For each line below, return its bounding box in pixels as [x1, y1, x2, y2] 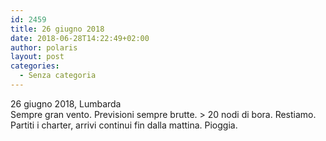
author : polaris [10, 42, 78, 53]
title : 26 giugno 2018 [10, 24, 105, 34]
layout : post [10, 52, 65, 62]
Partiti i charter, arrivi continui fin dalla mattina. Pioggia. [10, 119, 238, 131]
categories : [10, 61, 60, 71]
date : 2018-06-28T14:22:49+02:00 [10, 33, 150, 43]
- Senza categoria [19, 71, 97, 81]
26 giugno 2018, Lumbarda [10, 97, 122, 110]
